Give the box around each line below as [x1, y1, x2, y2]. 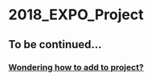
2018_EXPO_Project [8, 6, 144, 24]
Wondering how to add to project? [8, 62, 144, 73]
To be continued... [8, 38, 102, 51]
